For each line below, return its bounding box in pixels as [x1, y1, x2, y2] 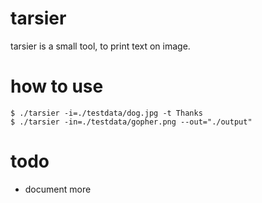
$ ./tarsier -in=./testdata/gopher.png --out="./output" [10, 117, 253, 127]
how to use [10, 75, 104, 98]
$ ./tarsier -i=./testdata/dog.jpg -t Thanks [10, 108, 203, 118]
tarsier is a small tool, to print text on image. [10, 40, 191, 52]
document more [24, 183, 92, 195]
